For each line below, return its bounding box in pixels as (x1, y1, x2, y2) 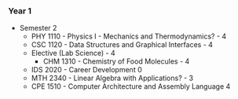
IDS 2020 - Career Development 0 (31, 65, 143, 75)
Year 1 (8, 5, 32, 16)
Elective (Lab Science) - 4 (31, 49, 115, 58)
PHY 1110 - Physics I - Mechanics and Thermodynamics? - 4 (31, 31, 227, 41)
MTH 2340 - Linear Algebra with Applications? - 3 (31, 73, 194, 83)
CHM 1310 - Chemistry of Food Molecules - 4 (42, 57, 190, 66)
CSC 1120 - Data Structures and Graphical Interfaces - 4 (31, 40, 214, 49)
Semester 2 (19, 24, 57, 33)
